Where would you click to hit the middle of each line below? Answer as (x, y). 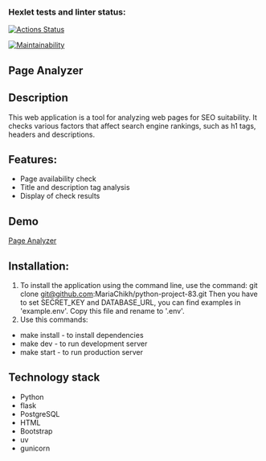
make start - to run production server (81, 352)
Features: (33, 159)
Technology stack (54, 378)
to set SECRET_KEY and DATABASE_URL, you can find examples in (130, 302)
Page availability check (58, 179)
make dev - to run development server (84, 344)
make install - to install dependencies (82, 335)
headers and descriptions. (51, 134)
